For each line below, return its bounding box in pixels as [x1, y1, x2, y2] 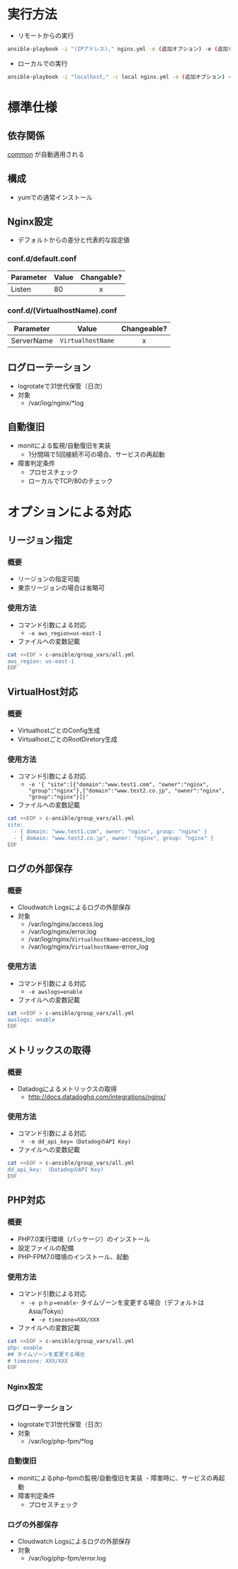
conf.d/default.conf [7, 254, 76, 264]
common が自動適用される [7, 150, 85, 158]
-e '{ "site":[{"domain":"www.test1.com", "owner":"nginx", [28, 781, 210, 788]
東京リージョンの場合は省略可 [17, 584, 105, 592]
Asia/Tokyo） [28, 1307, 67, 1315]
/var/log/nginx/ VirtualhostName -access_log [28, 935, 155, 944]
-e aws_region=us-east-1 [28, 630, 102, 637]
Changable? [80, 272, 123, 282]
